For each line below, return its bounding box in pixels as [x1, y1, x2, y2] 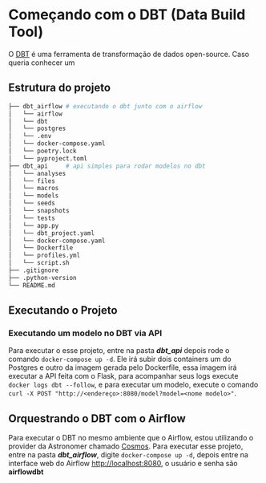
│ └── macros [8, 185, 59, 193]
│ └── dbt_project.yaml [8, 229, 95, 237]
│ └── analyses [8, 169, 66, 177]
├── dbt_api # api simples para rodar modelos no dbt [8, 162, 206, 170]
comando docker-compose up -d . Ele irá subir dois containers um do [8, 355, 232, 364]
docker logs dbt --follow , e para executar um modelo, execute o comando [8, 379, 259, 390]
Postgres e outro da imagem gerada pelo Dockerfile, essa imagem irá [8, 363, 237, 372]
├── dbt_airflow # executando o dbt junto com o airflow [8, 102, 203, 110]
